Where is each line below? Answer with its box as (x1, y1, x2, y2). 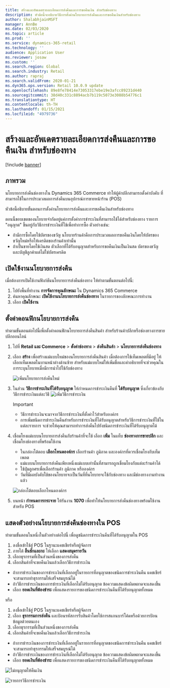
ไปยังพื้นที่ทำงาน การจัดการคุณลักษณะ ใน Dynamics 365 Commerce (12, 288, 138, 294)
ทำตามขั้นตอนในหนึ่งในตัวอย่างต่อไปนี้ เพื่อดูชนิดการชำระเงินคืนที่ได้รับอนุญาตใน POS (5, 532, 148, 538)
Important (12, 401, 33, 407)
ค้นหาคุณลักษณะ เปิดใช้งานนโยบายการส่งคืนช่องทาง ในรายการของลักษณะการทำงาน (12, 293, 152, 300)
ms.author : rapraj (5, 74, 44, 79)
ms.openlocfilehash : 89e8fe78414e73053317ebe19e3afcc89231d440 (5, 87, 142, 93)
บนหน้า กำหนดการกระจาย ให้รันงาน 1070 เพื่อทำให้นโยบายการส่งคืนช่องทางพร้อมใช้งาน (12, 498, 161, 504)
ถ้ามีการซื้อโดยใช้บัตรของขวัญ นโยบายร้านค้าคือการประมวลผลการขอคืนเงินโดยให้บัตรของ (12, 232, 159, 238)
